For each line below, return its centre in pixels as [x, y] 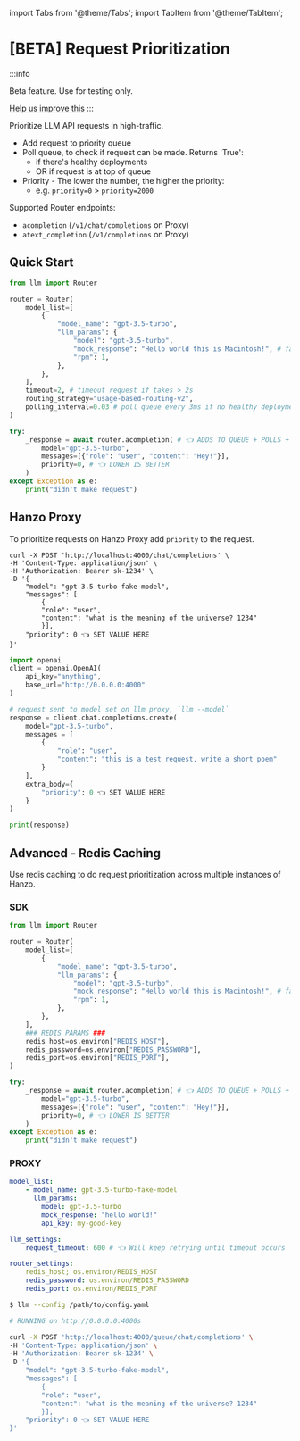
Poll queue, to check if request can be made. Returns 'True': [133, 152]
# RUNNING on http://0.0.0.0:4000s [75, 1320]
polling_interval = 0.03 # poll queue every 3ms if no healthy [141, 407]
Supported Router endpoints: [62, 207]
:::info [20, 73]
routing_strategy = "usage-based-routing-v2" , [109, 399]
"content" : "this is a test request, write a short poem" [167, 759]
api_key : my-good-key [82, 1223]
